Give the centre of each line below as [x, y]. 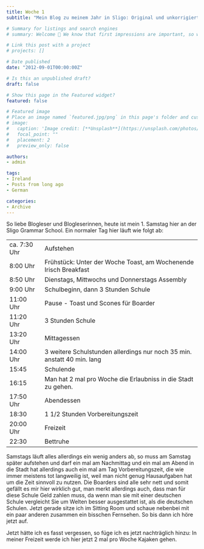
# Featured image [28, 112]
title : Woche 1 [25, 12]
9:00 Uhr [22, 289]
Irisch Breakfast [67, 270]
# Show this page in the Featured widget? [61, 95]
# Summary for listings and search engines [62, 29]
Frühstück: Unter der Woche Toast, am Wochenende [119, 262]
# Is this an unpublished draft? [49, 78]
